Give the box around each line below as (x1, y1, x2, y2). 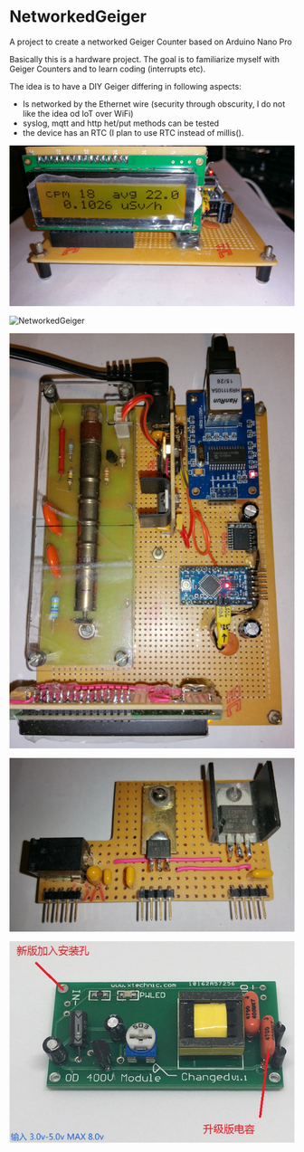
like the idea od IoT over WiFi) (22, 108, 134, 119)
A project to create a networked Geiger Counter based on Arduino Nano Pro (9, 36, 292, 47)
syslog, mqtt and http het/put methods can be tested (22, 118, 220, 129)
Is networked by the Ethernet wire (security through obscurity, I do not (22, 98, 286, 109)
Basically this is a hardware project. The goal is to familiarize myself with (9, 53, 280, 64)
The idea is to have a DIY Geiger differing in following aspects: (9, 81, 242, 91)
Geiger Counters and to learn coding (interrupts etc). (9, 63, 206, 74)
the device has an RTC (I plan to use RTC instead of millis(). (22, 127, 244, 138)
